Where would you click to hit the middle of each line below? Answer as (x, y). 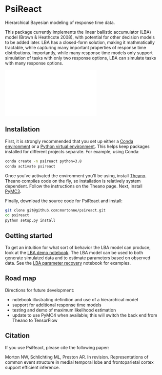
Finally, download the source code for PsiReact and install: (64, 201)
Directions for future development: (40, 290)
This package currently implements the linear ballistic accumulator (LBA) (78, 32)
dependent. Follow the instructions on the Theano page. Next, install (74, 186)
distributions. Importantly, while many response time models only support (79, 53)
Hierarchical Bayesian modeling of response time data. (60, 22)
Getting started (29, 236)
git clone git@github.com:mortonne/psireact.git (55, 210)
